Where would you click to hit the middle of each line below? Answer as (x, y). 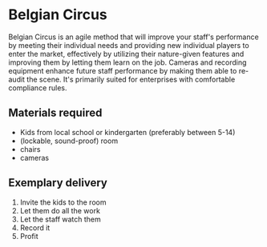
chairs (30, 149)
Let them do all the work (60, 210)
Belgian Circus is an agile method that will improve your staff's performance (133, 37)
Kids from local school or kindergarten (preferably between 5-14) (127, 132)
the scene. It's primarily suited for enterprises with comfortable (131, 79)
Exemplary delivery (58, 183)
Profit (29, 236)
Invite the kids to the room (63, 202)
